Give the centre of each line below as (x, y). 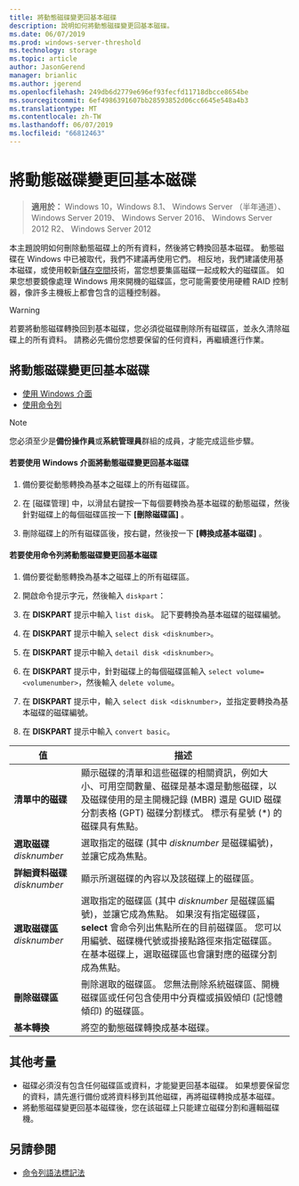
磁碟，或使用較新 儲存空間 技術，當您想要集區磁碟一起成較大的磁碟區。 (145, 270)
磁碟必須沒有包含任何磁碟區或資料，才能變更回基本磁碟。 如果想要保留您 (156, 1085)
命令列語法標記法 (53, 1173)
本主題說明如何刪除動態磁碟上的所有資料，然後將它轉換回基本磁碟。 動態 (143, 248)
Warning (24, 310)
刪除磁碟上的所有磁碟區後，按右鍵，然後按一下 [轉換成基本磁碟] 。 (144, 533)
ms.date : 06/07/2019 (48, 34)
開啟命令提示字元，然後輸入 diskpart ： (94, 596)
